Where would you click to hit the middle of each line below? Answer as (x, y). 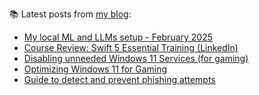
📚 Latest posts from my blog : (70, 14)
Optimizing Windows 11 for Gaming (95, 69)
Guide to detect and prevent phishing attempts (119, 79)
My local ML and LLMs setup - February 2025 (118, 37)
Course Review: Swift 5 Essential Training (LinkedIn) (131, 47)
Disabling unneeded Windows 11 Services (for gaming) (136, 58)
